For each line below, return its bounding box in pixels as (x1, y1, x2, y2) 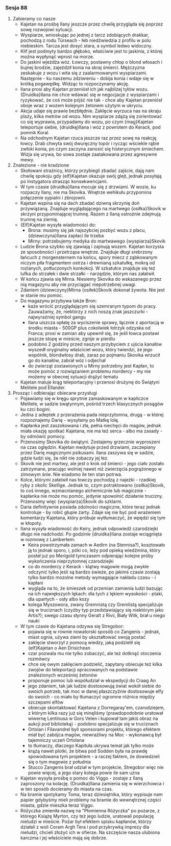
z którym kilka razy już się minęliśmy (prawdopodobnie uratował (28, 710, 163, 716)
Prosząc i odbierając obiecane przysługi (12, 390, 97, 396)
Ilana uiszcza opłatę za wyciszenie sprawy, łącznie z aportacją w (28, 320, 164, 326)
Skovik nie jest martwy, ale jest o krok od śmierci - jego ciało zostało (20, 461, 164, 467)
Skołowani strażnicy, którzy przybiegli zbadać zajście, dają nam (20, 167, 155, 174)
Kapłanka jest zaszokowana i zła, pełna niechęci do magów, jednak (20, 423, 161, 429)
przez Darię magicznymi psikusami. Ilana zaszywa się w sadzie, (20, 450, 155, 456)
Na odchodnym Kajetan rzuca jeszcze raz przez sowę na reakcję (20, 135, 157, 141)
